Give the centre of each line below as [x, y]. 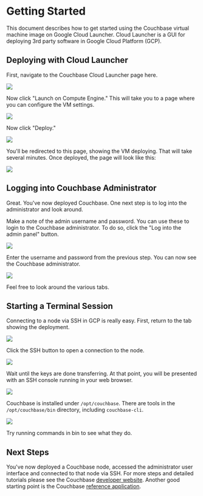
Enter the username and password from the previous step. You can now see [101, 257]
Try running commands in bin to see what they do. [69, 433]
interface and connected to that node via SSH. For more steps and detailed [100, 473]
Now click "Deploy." [31, 128]
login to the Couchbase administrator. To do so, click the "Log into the [94, 227]
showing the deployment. [38, 327]
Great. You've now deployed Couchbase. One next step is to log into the [97, 203]
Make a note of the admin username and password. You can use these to [98, 221]
